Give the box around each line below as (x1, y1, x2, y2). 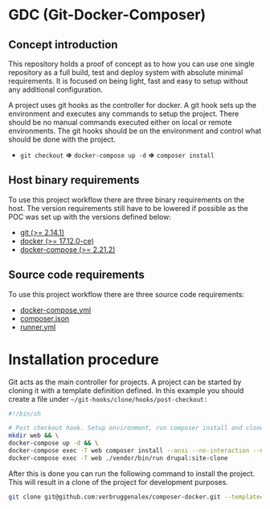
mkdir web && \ (8, 432, 59, 440)
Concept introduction (8, 38, 118, 52)
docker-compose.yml (19, 304, 92, 315)
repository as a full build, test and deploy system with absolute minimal (8, 68, 243, 77)
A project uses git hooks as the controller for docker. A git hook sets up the (8, 101, 257, 110)
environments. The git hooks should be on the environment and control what (8, 126, 262, 135)
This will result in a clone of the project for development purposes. (8, 477, 229, 486)
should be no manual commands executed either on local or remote (8, 118, 232, 126)
